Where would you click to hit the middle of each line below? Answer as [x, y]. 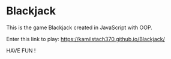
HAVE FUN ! [21, 50]
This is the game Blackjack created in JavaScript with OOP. [79, 27]
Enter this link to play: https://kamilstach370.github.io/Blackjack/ [85, 39]
